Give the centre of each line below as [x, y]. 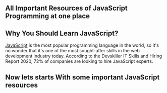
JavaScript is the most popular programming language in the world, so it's [82, 45]
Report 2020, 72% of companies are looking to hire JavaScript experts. [79, 61]
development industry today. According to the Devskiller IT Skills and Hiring [84, 56]
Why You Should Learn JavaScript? [62, 33]
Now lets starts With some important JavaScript [82, 77]
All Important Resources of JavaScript [66, 8]
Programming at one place [47, 16]
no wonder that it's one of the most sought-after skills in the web [73, 51]
